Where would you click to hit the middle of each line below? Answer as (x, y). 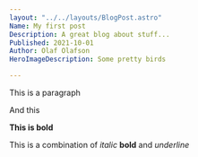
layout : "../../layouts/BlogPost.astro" (86, 17)
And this (25, 110)
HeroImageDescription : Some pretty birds (88, 59)
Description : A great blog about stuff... (90, 34)
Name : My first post (48, 26)
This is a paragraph (45, 92)
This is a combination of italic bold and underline (99, 145)
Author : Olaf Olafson (50, 51)
